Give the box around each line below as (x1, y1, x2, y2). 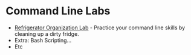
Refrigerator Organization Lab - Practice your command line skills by (14, 24, 186, 31)
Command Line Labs (5, 4, 111, 18)
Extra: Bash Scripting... (14, 36, 72, 44)
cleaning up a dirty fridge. (14, 30, 79, 37)
